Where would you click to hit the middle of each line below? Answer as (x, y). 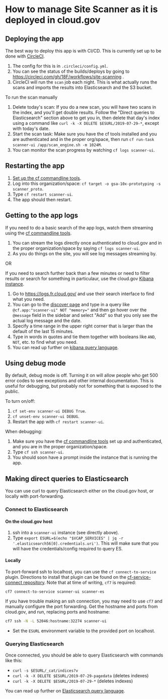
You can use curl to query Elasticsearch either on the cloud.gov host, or (79, 491)
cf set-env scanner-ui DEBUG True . (49, 411)
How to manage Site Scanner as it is (81, 9)
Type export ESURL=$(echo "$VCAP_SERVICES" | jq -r (68, 538)
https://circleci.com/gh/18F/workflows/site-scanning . (68, 77)
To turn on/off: (20, 401)
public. (12, 391)
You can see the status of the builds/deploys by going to (71, 71)
